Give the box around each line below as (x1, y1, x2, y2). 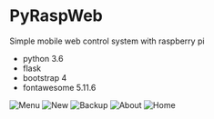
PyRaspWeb (9, 5, 103, 26)
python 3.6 (22, 53, 64, 64)
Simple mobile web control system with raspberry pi (9, 35, 205, 46)
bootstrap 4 (22, 72, 67, 83)
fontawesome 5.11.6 (22, 82, 97, 93)
